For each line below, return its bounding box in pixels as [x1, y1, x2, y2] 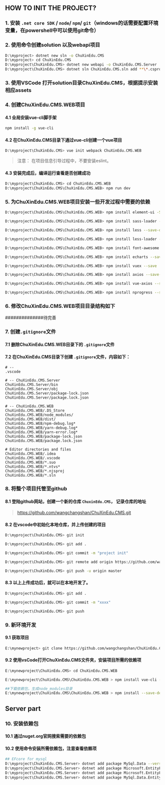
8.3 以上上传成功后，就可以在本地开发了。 [5, 580, 91, 586]
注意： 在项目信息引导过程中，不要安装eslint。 [17, 158, 111, 164]
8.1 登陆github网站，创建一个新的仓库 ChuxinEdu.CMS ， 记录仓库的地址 [5, 498, 146, 504]
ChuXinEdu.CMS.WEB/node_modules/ [5, 412, 74, 417]
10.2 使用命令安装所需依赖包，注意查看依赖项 [5, 745, 97, 751]
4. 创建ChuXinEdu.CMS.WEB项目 [5, 101, 85, 108]
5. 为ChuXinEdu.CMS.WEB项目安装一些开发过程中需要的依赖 [5, 198, 151, 205]
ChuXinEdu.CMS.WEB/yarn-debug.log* [5, 425, 78, 431]
